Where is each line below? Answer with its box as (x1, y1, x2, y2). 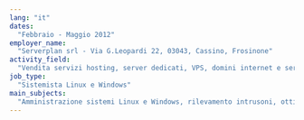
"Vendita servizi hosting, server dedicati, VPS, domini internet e (17, 64, 281, 73)
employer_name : (9, 38, 67, 48)
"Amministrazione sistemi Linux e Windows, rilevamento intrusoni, (17, 97, 278, 106)
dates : (9, 22, 34, 31)
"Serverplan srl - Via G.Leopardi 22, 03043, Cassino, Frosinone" (17, 47, 273, 56)
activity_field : (9, 55, 71, 64)
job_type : (9, 72, 47, 81)
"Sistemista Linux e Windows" (17, 80, 131, 89)
